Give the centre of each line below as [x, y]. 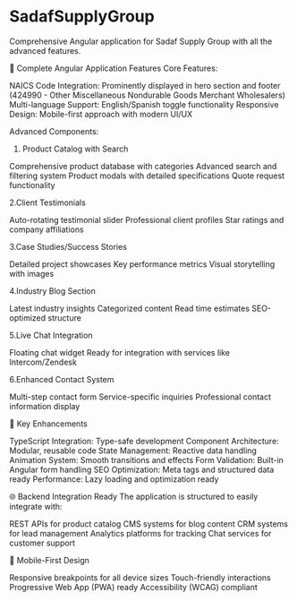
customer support [42, 543]
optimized [28, 318]
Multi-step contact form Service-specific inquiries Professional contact [140, 397]
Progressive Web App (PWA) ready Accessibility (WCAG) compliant [133, 587]
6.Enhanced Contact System [62, 379]
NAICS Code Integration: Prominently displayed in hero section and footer [145, 85]
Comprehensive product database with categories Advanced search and [143, 166]
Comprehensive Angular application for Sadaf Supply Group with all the [141, 41]
